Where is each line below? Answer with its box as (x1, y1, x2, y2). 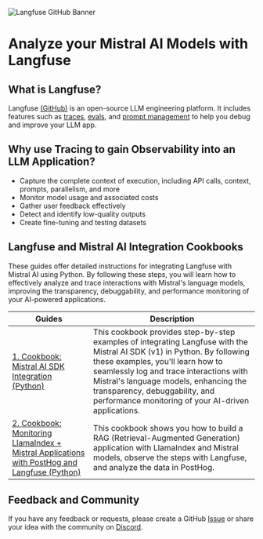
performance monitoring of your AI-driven (92, 395, 249, 406)
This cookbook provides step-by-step (92, 326, 236, 337)
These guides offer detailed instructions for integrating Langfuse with (8, 261, 232, 271)
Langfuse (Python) (12, 467, 81, 478)
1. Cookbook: (12, 351, 62, 362)
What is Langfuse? (8, 82, 102, 96)
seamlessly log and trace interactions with (92, 366, 248, 377)
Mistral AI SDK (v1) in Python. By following (92, 346, 250, 357)
